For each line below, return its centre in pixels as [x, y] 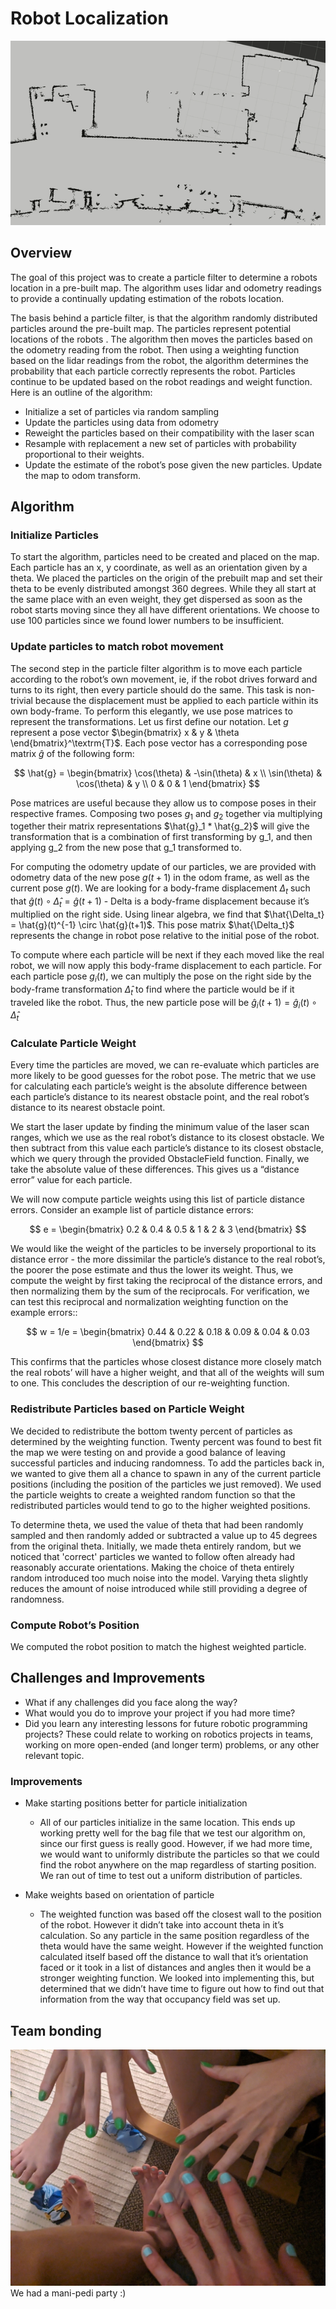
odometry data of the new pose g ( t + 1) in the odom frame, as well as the [160, 878]
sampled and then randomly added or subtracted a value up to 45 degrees [164, 1535]
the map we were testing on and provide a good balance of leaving [148, 1452]
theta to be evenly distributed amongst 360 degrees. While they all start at [163, 589]
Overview [41, 253]
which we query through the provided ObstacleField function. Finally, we [160, 1159]
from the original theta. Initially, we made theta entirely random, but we [156, 1546]
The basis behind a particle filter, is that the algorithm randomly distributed [164, 318]
